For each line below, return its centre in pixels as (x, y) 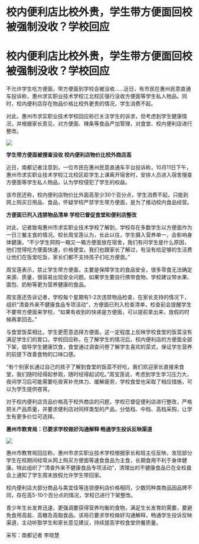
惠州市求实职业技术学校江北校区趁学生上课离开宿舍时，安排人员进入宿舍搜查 (99, 175)
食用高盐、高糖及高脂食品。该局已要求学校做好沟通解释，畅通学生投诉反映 (102, 515)
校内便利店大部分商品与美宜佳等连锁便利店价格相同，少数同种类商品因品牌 (97, 488)
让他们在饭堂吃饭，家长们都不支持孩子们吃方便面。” (68, 257)
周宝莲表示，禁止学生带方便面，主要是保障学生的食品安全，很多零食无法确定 (99, 270)
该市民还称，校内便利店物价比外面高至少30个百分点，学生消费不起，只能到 (97, 195)
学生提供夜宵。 (35, 389)
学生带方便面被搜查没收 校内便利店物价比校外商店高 (69, 155)
